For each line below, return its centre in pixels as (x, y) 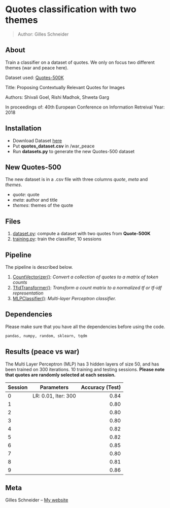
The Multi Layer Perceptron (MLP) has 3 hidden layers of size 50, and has (82, 364)
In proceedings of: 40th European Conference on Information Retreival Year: (85, 107)
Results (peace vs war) (42, 352)
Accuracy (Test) (101, 387)
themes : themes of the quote (43, 205)
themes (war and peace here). (37, 67)
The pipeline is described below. (39, 267)
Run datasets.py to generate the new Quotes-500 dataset (74, 151)
